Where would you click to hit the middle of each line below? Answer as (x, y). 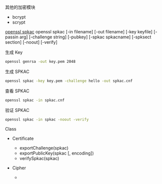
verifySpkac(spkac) (39, 158)
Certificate (23, 138)
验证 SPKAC (17, 110)
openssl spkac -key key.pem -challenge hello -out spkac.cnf (69, 81)
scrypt (19, 22)
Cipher (19, 168)
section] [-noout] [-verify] (31, 42)
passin (12, 37)
